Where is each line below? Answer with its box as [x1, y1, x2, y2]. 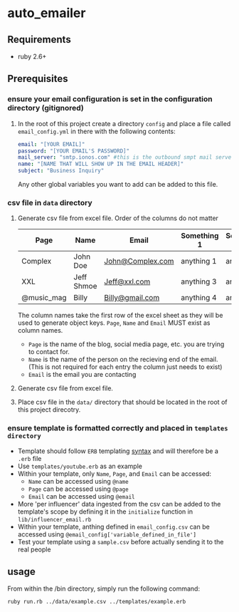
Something [181, 231, 219, 241]
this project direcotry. [17, 405, 81, 414]
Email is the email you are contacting [28, 370, 137, 379]
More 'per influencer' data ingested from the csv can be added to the [17, 499, 221, 508]
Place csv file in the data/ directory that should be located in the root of [17, 398, 228, 407]
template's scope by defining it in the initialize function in [17, 507, 193, 516]
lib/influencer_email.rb [17, 516, 92, 523]
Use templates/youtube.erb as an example [17, 462, 142, 470]
